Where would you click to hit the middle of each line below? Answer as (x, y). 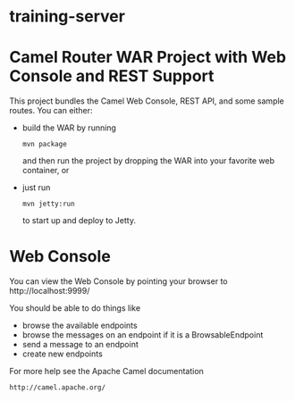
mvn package (44, 145)
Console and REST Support (112, 76)
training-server (67, 17)
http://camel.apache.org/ (57, 388)
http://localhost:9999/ (50, 291)
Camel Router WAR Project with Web (148, 58)
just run (36, 188)
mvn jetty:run (48, 204)
